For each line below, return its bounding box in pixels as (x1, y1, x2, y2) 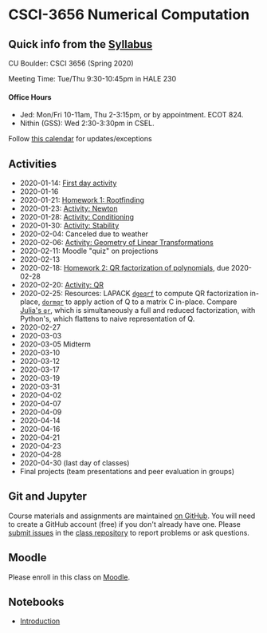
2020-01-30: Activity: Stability (19, 221, 120, 231)
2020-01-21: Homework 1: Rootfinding (19, 196, 145, 205)
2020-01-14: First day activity (19, 178, 117, 188)
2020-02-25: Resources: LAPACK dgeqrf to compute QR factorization (19, 289, 249, 299)
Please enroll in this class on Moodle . (8, 572, 130, 582)
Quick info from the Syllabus (8, 38, 153, 51)
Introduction (19, 616, 61, 626)
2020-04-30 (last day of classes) (19, 458, 130, 468)
